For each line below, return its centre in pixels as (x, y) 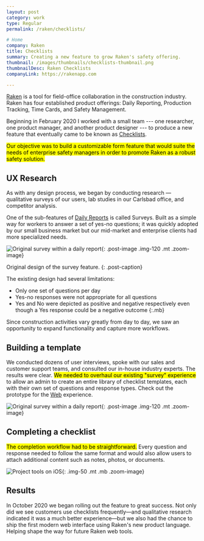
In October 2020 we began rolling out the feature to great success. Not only (101, 505)
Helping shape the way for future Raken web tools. (70, 531)
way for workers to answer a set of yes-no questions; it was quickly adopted (102, 224)
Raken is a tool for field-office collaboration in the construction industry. (97, 97)
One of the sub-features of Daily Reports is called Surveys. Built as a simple (101, 217)
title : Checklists (30, 51)
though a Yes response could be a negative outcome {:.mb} (90, 310)
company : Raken (26, 46)
